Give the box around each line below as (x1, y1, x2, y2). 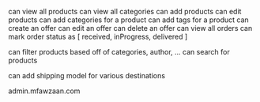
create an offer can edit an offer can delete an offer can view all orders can (8, 24, 253, 32)
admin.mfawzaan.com (8, 86, 81, 96)
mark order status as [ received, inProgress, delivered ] (8, 32, 188, 41)
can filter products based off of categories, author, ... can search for (8, 47, 231, 56)
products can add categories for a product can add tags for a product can (8, 15, 249, 25)
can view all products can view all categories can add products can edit (8, 7, 242, 16)
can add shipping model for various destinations (8, 71, 166, 80)
